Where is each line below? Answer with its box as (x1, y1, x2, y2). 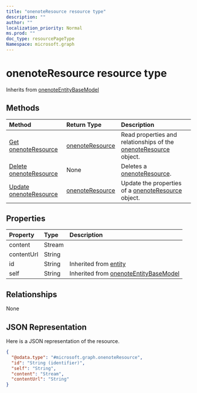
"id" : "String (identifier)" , (11, 360, 85, 366)
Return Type (66, 120, 101, 129)
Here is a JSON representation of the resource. (6, 338, 120, 345)
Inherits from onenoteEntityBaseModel (6, 86, 100, 93)
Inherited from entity (69, 260, 126, 268)
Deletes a (121, 162, 147, 170)
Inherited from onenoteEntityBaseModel (69, 270, 180, 278)
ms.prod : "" (6, 31, 35, 36)
